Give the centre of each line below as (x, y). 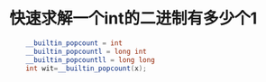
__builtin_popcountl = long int (86, 51)
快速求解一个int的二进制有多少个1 (133, 18)
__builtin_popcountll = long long (90, 59)
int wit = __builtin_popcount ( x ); (86, 68)
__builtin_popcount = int (74, 43)
